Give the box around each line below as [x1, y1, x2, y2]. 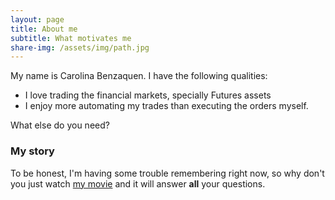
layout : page [10, 14, 65, 25]
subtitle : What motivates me [10, 33, 132, 43]
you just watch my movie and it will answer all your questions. [10, 177, 266, 190]
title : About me [10, 24, 78, 34]
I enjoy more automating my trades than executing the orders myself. [24, 100, 309, 112]
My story [10, 144, 55, 158]
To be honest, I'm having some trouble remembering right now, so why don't [10, 167, 325, 179]
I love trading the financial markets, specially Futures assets [24, 89, 272, 101]
